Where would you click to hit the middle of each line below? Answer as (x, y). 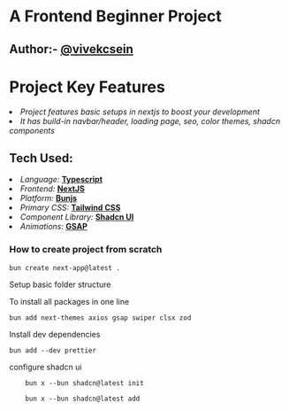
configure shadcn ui (46, 367)
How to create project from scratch (86, 250)
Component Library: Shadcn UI (77, 217)
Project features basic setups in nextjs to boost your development (141, 112)
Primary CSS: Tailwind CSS (71, 208)
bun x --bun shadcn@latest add (83, 399)
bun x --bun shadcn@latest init (84, 383)
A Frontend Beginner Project (116, 16)
